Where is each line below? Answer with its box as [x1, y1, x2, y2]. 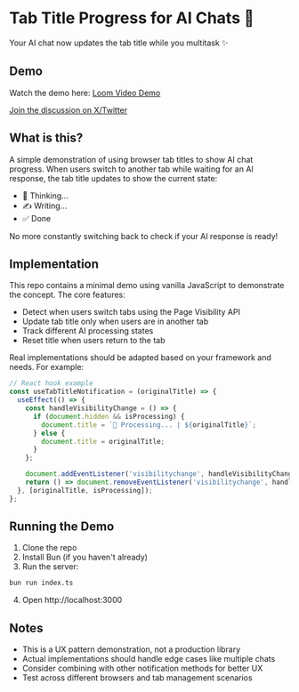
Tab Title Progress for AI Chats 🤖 [9, 8, 255, 28]
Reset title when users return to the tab [21, 335, 166, 346]
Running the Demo [9, 519, 115, 535]
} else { [32, 429, 66, 438]
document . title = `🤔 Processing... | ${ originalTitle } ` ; [41, 420, 256, 430]
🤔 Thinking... [21, 190, 69, 201]
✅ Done [21, 213, 52, 223]
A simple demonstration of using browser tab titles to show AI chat [9, 154, 254, 165]
